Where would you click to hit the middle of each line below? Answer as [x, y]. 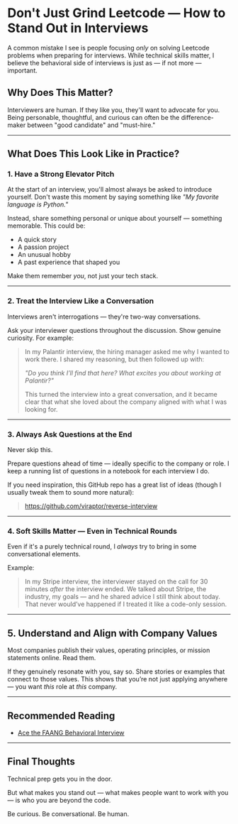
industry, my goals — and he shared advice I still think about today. [123, 597]
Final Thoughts [41, 762]
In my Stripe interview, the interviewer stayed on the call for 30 [116, 582]
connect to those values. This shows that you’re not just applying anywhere [118, 679]
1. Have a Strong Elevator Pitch [61, 174]
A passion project [43, 247]
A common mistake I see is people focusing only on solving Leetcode [109, 48]
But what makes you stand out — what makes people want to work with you [118, 792]
